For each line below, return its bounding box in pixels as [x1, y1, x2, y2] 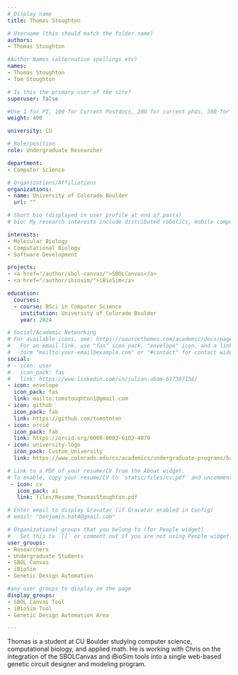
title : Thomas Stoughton [7, 17, 81, 24]
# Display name [7, 10, 52, 18]
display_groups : [7, 591, 55, 599]
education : [7, 290, 40, 297]
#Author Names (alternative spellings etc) [7, 56, 138, 63]
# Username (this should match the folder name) [7, 30, 154, 37]
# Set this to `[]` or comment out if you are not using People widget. [7, 532, 233, 540]
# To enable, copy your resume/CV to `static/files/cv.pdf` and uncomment [7, 474, 233, 481]
